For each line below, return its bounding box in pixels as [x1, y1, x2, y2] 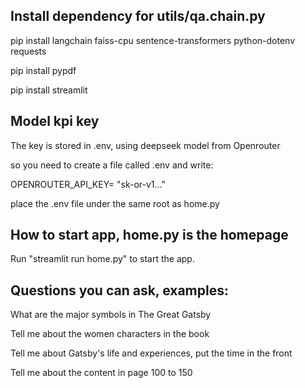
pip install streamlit [10, 84, 88, 96]
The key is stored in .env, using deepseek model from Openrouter [10, 139, 281, 151]
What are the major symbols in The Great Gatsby [10, 309, 212, 321]
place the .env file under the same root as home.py [10, 197, 220, 209]
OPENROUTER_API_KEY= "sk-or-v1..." [10, 178, 166, 190]
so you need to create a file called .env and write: [10, 159, 214, 171]
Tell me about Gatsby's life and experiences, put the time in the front [10, 347, 293, 359]
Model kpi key [10, 113, 100, 130]
